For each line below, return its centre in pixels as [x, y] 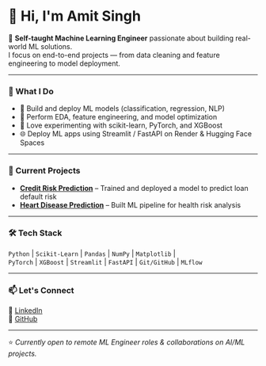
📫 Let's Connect [41, 290]
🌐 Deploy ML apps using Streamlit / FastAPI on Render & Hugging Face [135, 134]
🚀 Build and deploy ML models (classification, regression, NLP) [122, 109]
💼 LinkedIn [25, 311]
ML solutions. [50, 46]
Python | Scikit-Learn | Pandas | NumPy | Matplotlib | [92, 254]
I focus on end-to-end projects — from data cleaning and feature [114, 55]
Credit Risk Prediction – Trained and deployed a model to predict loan [134, 188]
